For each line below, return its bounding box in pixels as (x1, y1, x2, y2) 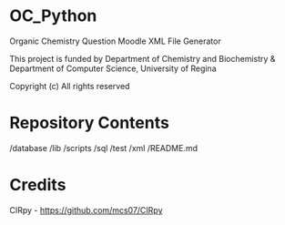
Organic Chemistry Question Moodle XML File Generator (9, 36, 221, 46)
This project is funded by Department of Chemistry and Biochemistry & (9, 53, 276, 64)
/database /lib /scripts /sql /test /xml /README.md (9, 142, 198, 153)
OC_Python (9, 5, 97, 26)
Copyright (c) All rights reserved (9, 80, 130, 91)
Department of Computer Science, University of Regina (9, 63, 217, 74)
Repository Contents (9, 113, 170, 133)
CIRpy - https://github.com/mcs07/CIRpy (9, 204, 163, 215)
